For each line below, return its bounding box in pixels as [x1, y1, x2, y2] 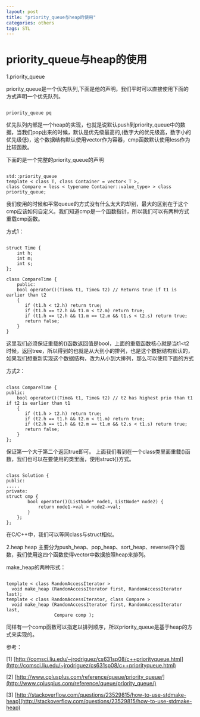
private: [6, 488, 28, 494]
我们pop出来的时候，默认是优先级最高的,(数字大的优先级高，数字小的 [21, 129, 192, 136]
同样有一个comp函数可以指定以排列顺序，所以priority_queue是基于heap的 [6, 623, 187, 630]
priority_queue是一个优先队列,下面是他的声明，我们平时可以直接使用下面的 [6, 85, 189, 93]
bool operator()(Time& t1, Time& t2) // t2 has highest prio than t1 [17, 395, 193, 401]
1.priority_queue [6, 73, 45, 81]
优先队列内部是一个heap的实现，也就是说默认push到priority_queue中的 [6, 121, 180, 128]
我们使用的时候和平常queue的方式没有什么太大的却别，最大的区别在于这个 [6, 201, 189, 208]
